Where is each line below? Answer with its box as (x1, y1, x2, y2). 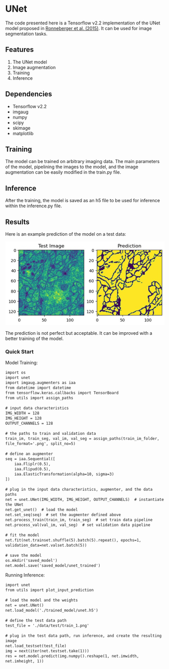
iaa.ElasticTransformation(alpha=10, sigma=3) (14, 472, 114, 477)
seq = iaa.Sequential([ (5, 457, 56, 462)
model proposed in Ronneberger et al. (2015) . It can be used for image (5, 25, 152, 31)
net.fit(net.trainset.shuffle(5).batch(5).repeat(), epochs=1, (5, 538, 142, 543)
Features (5, 45, 34, 54)
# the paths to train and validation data (5, 431, 96, 436)
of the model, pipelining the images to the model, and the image (5, 164, 139, 170)
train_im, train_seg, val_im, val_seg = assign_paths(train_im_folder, (5, 436, 159, 441)
